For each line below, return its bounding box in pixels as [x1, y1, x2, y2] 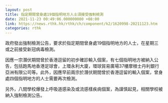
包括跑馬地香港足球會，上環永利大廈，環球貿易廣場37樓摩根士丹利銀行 [13, 63, 159, 69]
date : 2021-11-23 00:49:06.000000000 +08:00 [5, 16, 99, 21]
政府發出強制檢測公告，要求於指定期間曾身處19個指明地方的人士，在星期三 [5, 40, 159, 46]
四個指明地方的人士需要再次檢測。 [9, 76, 80, 82]
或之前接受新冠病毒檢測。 [5, 46, 58, 52]
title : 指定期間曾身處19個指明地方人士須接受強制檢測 [5, 12, 104, 17]
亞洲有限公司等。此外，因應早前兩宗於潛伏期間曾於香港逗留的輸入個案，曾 [5, 69, 158, 75]
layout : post [5, 7, 32, 12]
